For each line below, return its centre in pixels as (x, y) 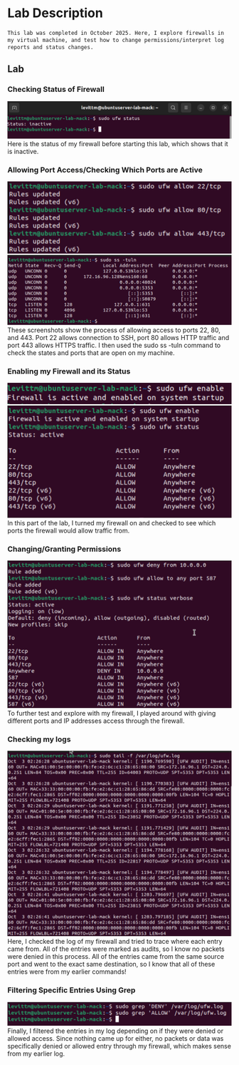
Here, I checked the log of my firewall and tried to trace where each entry (115, 942)
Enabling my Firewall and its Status (69, 371)
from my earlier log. (36, 1054)
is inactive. (23, 151)
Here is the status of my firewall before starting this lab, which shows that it (118, 143)
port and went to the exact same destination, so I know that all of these (111, 964)
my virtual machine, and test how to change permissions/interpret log (116, 40)
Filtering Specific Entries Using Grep (71, 990)
